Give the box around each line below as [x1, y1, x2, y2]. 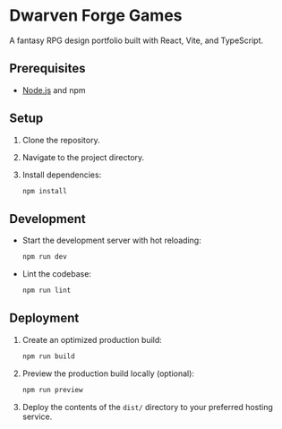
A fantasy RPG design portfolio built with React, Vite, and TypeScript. [9, 35, 264, 46]
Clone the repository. [21, 134, 100, 145]
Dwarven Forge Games [9, 5, 183, 26]
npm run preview [21, 385, 83, 394]
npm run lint [21, 286, 72, 296]
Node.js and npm [21, 84, 86, 95]
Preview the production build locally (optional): [21, 368, 195, 379]
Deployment [9, 311, 80, 326]
